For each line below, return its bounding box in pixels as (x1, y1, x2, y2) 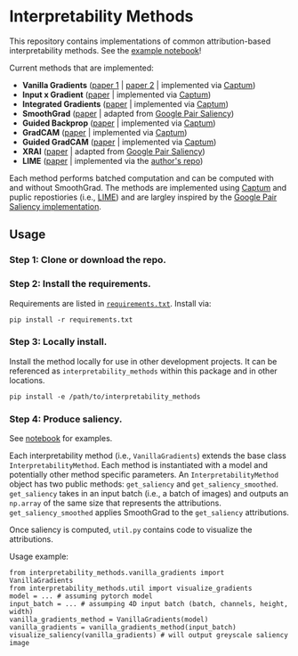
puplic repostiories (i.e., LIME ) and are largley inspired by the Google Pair (9, 192, 278, 202)
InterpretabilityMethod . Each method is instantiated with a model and (9, 460, 269, 471)
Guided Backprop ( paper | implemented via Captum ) (21, 118, 216, 128)
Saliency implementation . (9, 201, 102, 211)
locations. (9, 374, 45, 385)
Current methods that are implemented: (9, 62, 154, 73)
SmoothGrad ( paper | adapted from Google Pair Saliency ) (21, 108, 235, 119)
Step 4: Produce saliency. (9, 413, 123, 425)
